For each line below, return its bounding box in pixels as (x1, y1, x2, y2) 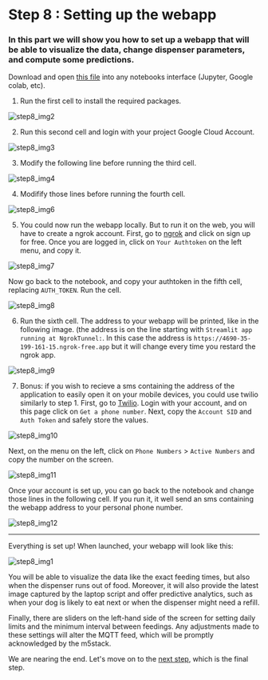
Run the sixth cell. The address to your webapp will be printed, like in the (19, 316, 259, 326)
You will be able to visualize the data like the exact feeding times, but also (8, 572, 250, 582)
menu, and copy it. (19, 246, 81, 255)
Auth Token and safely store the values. (19, 415, 149, 425)
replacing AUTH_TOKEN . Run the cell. (8, 286, 122, 295)
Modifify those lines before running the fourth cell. (19, 190, 186, 199)
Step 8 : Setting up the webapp (8, 6, 217, 24)
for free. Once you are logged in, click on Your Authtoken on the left (19, 238, 242, 247)
